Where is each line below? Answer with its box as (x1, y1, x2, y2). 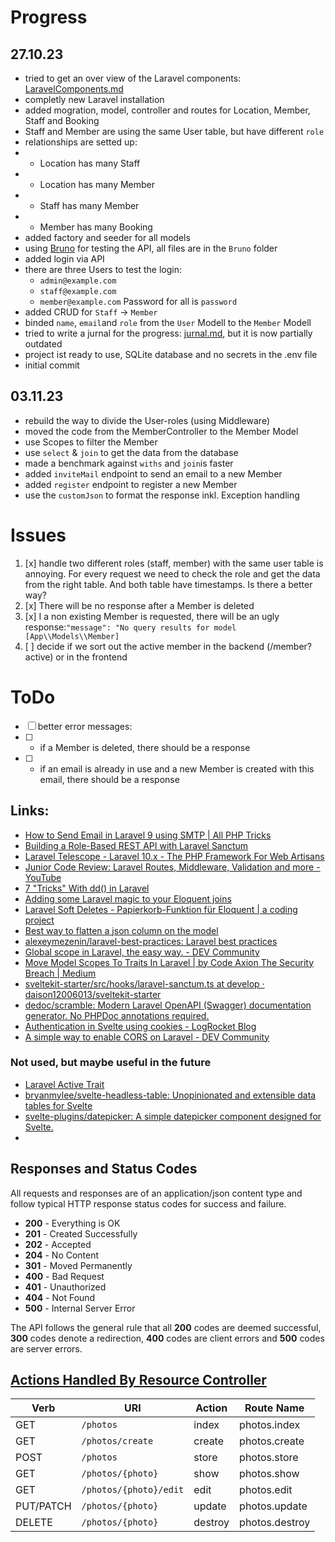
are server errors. (10, 1342, 83, 1355)
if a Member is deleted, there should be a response (39, 741, 251, 753)
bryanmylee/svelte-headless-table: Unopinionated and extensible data (24, 1089, 317, 1101)
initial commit (24, 359, 80, 371)
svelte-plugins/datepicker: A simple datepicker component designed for (24, 1110, 322, 1122)
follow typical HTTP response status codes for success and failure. (10, 1197, 287, 1210)
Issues (10, 524, 67, 546)
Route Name (244, 1401, 305, 1415)
